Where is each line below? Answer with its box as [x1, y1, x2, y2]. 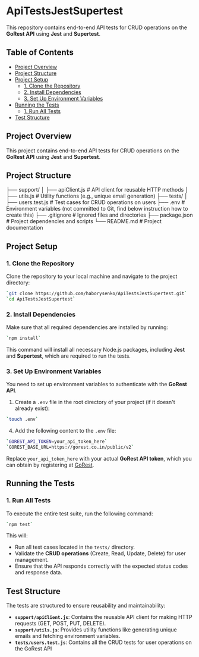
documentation [6, 224, 43, 231]
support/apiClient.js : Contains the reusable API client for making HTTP [14, 614, 192, 621]
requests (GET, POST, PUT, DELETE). [14, 620, 106, 627]
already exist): [14, 405, 50, 412]
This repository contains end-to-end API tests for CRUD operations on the [6, 24, 187, 31]
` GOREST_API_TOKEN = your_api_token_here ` [6, 439, 108, 445]
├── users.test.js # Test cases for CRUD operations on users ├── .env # [6, 199, 185, 206]
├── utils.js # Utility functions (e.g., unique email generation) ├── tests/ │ [6, 192, 188, 200]
